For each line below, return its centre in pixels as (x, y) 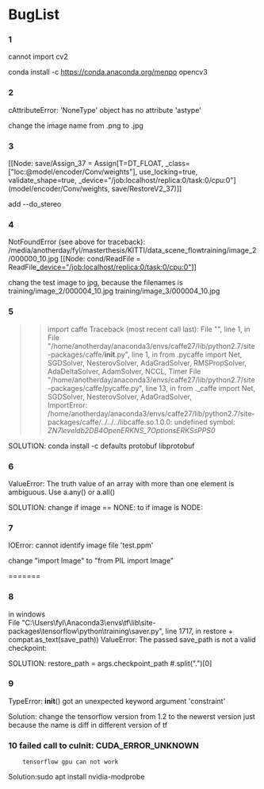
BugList (34, 15)
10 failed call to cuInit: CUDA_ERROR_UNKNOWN (104, 745)
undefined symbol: (205, 422)
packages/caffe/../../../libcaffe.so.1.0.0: (110, 422)
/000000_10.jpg (34, 259)
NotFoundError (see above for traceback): (77, 242)
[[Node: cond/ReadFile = (100, 259)
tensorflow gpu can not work (71, 762)
